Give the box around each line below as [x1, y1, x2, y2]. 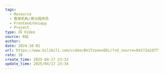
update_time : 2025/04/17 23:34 [5, 61, 69, 66]
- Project [9, 25, 29, 30]
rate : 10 [5, 52, 23, 57]
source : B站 [5, 35, 29, 39]
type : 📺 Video [5, 30, 35, 35]
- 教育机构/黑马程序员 [9, 16, 49, 21]
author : [5, 39, 21, 44]
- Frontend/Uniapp [9, 20, 47, 26]
